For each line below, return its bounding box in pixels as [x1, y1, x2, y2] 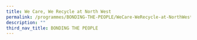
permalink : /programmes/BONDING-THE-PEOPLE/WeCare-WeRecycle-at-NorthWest [6, 14, 193, 20]
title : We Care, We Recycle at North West [6, 8, 111, 15]
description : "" [6, 19, 46, 25]
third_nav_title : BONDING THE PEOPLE [6, 25, 98, 31]
